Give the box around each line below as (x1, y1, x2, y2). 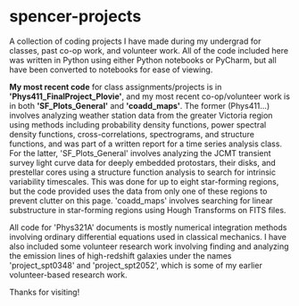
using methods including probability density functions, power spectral (9, 119, 267, 130)
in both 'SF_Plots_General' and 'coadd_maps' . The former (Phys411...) (9, 100, 270, 111)
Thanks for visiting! (9, 286, 80, 297)
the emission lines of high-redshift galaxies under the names (9, 250, 232, 261)
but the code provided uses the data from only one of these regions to (9, 186, 268, 196)
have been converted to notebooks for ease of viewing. (9, 64, 213, 75)
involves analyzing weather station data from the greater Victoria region (9, 110, 273, 120)
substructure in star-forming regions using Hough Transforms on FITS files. (9, 204, 287, 215)
